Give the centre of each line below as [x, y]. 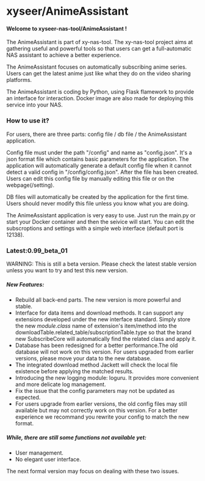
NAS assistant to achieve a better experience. [64, 55]
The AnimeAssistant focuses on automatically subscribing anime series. [97, 67]
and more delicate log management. [60, 384]
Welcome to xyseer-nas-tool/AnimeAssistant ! [67, 28]
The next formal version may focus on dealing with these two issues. [93, 471]
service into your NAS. [34, 105]
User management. [39, 453]
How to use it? [28, 121]
